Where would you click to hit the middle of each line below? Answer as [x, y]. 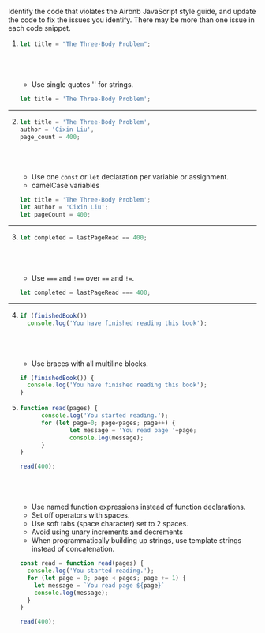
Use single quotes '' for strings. [82, 84]
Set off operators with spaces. [80, 515]
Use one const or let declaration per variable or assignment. [130, 177]
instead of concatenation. [73, 549]
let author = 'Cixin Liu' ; [64, 207]
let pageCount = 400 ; [55, 215]
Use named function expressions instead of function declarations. [138, 507]
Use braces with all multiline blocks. [90, 364]
